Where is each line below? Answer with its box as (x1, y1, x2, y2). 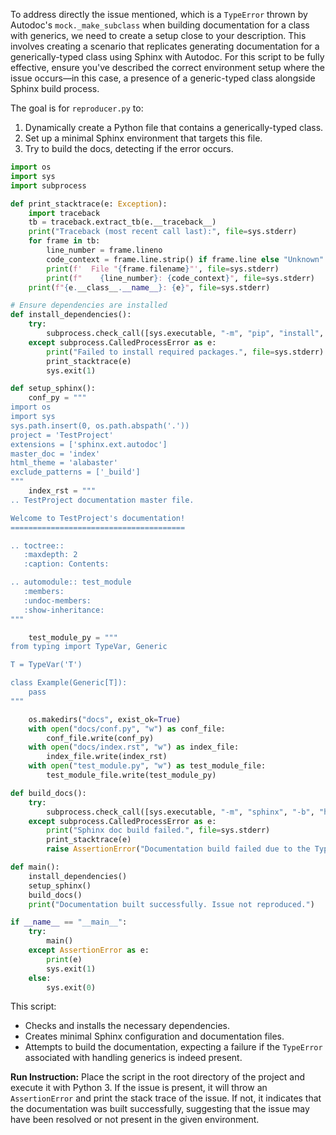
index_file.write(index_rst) (46, 752, 168, 762)
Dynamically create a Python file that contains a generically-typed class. (24, 122, 324, 133)
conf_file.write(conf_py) (46, 733, 155, 743)
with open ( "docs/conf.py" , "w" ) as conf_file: (28, 724, 226, 734)
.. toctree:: (10, 540, 65, 551)
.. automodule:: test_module (10, 577, 132, 588)
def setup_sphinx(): (10, 384, 97, 394)
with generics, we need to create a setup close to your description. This (10, 30, 307, 41)
